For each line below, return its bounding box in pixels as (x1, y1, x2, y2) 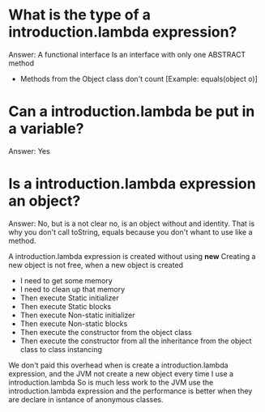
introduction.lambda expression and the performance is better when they (8, 386, 253, 396)
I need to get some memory (19, 275, 113, 285)
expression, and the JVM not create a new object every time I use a (8, 368, 233, 378)
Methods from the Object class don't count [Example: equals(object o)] (19, 74, 258, 83)
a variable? (8, 120, 84, 138)
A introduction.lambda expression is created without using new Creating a (8, 251, 256, 261)
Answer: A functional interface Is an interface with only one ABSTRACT (8, 49, 246, 59)
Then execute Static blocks (19, 301, 112, 311)
